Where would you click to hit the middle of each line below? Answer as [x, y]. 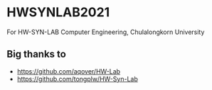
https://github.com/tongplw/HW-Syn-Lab [77, 79]
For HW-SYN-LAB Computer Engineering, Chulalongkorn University [106, 32]
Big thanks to [37, 54]
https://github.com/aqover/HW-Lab [69, 71]
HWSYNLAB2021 [58, 12]
